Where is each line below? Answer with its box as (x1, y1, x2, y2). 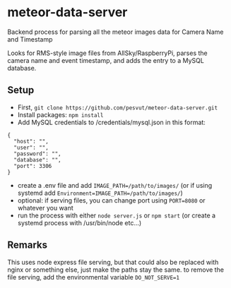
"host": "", (13, 138, 49, 145)
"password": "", (13, 150, 61, 157)
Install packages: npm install (17, 110, 104, 119)
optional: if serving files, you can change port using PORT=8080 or (17, 196, 206, 205)
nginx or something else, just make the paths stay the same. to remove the (7, 265, 225, 274)
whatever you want (17, 203, 74, 212)
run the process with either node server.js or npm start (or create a (17, 211, 216, 220)
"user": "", (13, 144, 49, 151)
